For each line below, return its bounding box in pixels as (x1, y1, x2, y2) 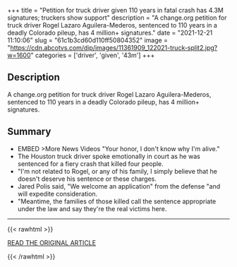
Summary (7, 126, 51, 138)
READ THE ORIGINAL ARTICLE (7, 238, 97, 247)
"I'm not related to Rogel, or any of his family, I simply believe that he (17, 167, 217, 175)
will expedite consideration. (17, 189, 98, 198)
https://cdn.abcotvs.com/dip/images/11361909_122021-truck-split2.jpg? (10, 44, 218, 52)
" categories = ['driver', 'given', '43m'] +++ (30, 51, 155, 59)
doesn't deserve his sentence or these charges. (17, 174, 157, 183)
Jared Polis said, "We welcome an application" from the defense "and (17, 182, 221, 190)
